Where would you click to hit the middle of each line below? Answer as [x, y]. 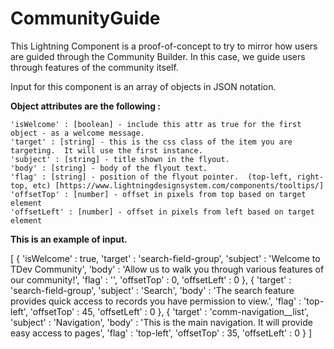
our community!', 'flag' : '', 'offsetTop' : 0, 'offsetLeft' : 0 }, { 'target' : [151, 279]
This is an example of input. [69, 239]
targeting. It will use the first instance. [106, 150]
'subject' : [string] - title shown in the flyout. [120, 159]
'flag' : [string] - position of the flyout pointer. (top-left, [151, 177]
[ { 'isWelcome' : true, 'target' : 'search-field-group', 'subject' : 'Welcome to [165, 258]
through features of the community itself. [94, 67]
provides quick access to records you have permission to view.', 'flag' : [156, 301]
